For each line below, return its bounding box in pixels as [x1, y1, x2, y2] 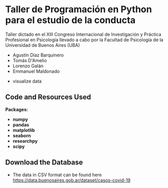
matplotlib [12, 127, 35, 133]
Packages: [5, 106, 29, 113]
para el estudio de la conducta [5, 14, 136, 26]
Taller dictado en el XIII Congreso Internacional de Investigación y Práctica [5, 31, 161, 37]
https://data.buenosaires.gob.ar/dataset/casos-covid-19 [12, 177, 131, 183]
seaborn [12, 132, 32, 139]
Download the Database [5, 158, 83, 167]
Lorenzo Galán [12, 63, 44, 69]
